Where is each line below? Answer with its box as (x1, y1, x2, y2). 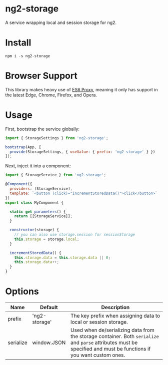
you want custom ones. (70, 352, 125, 359)
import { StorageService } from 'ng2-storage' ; (5, 173, 106, 178)
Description (101, 304, 130, 311)
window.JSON (32, 339, 66, 346)
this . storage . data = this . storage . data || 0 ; (14, 255, 111, 260)
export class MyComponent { (5, 200, 64, 205)
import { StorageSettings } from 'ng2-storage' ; (5, 135, 108, 140)
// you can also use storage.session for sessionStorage (14, 232, 135, 237)
